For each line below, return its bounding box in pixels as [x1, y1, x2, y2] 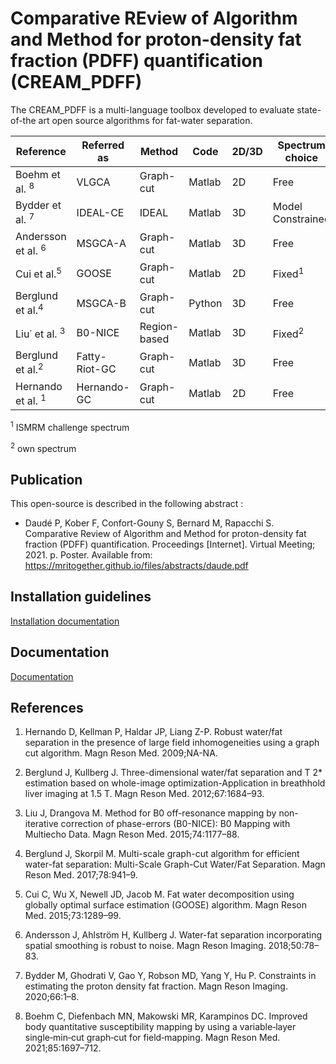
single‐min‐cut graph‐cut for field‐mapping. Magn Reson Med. [24, 1032, 281, 1044]
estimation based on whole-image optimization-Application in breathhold [24, 777, 326, 789]
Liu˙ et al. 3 [15, 325, 66, 341]
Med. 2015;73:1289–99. [24, 910, 122, 922]
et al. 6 [15, 242, 47, 257]
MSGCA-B [76, 296, 127, 310]
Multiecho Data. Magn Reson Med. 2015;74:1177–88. [24, 828, 240, 841]
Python [188, 296, 223, 310]
